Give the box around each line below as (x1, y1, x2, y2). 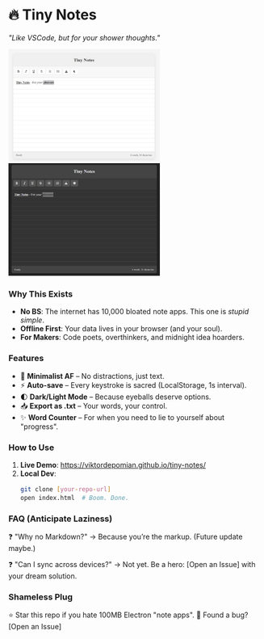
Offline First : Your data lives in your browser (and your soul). (19, 324, 223, 334)
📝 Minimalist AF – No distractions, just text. (19, 371, 165, 380)
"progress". (19, 422, 59, 431)
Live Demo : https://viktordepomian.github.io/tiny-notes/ (19, 460, 207, 470)
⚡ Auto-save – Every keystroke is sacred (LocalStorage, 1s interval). (19, 380, 247, 389)
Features (8, 353, 44, 364)
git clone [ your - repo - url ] (19, 486, 111, 494)
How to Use (8, 442, 55, 453)
